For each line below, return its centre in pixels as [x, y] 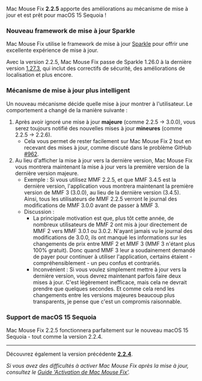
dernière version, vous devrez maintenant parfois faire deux [107, 276]
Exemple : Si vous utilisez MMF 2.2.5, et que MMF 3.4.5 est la [100, 179]
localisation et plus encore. [40, 75]
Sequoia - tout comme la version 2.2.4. [54, 336]
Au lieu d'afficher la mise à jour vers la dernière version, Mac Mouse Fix [104, 160]
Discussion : [39, 211]
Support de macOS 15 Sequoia [51, 317]
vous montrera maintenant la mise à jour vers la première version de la [102, 167]
